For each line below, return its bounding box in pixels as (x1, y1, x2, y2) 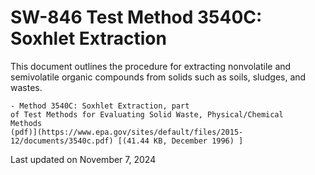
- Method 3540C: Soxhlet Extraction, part (10, 101, 190, 111)
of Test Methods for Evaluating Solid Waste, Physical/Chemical (10, 109, 284, 120)
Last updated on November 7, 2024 (10, 153, 157, 165)
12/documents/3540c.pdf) (10, 136, 114, 146)
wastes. (10, 81, 43, 93)
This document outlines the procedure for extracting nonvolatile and (10, 60, 292, 72)
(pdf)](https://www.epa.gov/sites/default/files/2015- (10, 127, 244, 137)
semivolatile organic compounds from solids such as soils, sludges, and (10, 71, 307, 83)
